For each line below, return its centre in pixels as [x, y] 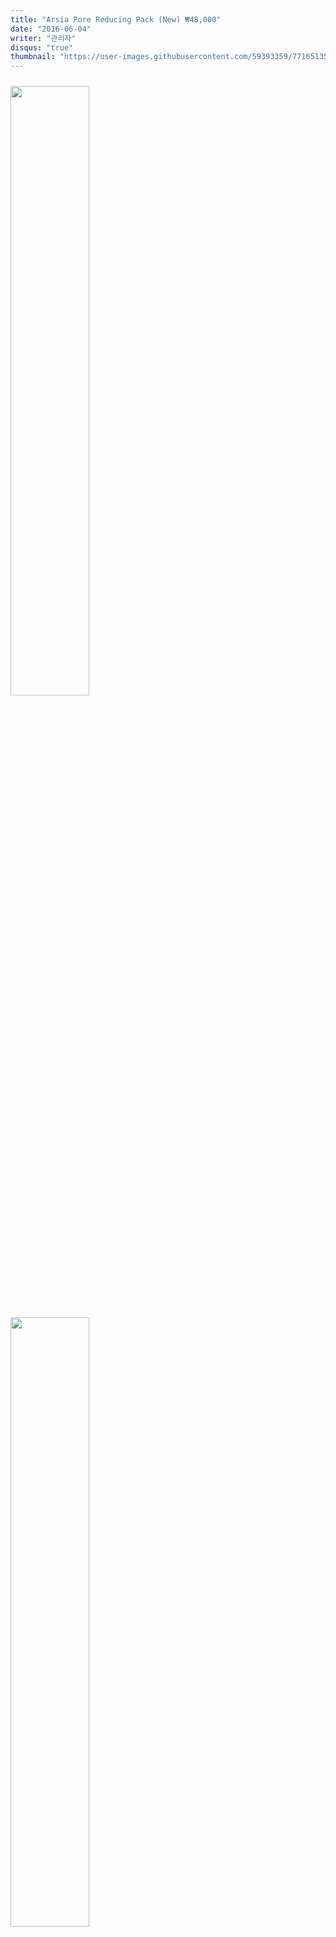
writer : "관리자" [43, 38]
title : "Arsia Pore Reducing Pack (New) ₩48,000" [116, 19]
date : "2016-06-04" [51, 29]
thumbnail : [33, 57]
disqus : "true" [42, 47]
